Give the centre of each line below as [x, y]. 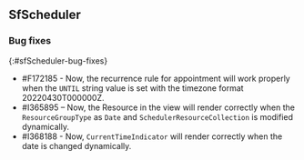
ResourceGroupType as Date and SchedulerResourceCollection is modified [157, 116]
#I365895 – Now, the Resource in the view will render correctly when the [158, 107]
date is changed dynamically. [76, 145]
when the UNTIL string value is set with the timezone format [132, 88]
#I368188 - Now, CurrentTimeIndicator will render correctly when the [152, 136]
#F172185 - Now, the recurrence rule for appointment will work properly [156, 78]
